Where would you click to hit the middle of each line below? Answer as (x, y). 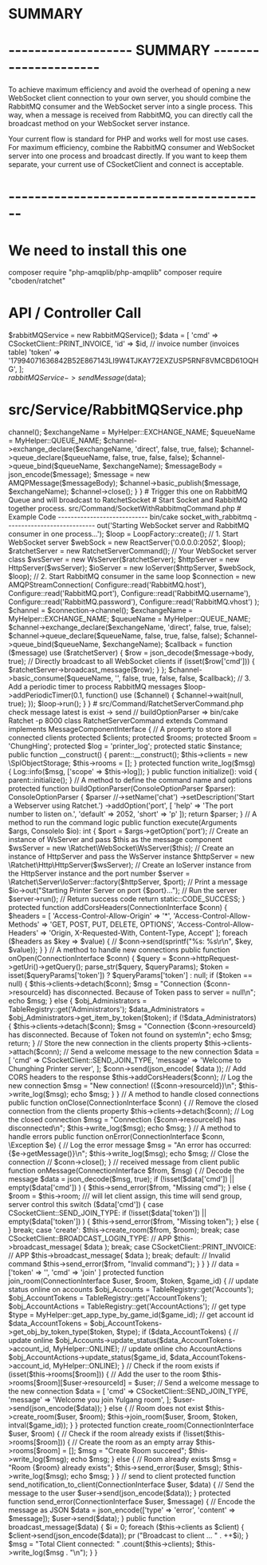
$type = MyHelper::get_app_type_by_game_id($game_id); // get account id (131, 1315)
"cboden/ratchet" (37, 281)
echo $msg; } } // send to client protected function (153, 1476)
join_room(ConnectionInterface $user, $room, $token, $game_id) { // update (133, 1281)
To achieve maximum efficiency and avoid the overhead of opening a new (130, 89)
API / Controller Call (75, 313)
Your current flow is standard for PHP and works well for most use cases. (129, 139)
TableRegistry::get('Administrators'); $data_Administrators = (107, 1009)
